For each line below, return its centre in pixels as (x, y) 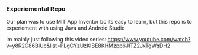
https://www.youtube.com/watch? (149, 40)
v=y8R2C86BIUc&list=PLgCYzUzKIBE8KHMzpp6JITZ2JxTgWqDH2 (88, 46)
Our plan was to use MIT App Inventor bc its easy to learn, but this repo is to (99, 22)
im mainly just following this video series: (56, 40)
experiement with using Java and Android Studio (66, 28)
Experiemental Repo (36, 9)
